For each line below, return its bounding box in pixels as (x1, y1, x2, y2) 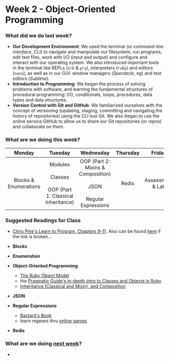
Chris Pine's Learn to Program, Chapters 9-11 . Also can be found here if (12, 228, 161, 234)
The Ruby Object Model (20, 273, 69, 279)
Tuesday (49, 149, 70, 156)
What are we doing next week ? (5, 340, 82, 347)
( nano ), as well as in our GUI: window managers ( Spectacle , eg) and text (12, 70, 162, 76)
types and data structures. (12, 97, 68, 103)
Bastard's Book (20, 313, 52, 319)
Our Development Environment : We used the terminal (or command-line (12, 44, 164, 50)
